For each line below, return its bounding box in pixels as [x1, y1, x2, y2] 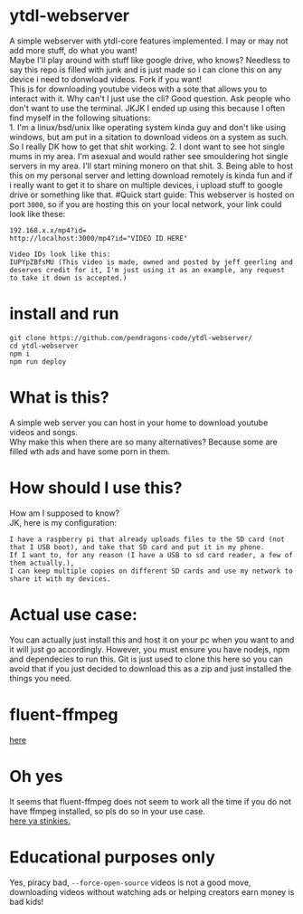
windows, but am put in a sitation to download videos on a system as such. [9, 131, 289, 142]
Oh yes [9, 766, 63, 786]
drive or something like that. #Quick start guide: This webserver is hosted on [9, 189, 295, 200]
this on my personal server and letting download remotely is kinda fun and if [9, 169, 293, 181]
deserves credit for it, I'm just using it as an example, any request [9, 265, 285, 274]
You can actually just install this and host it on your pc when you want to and [9, 634, 295, 645]
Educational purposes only [9, 847, 215, 867]
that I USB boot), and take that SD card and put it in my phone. [9, 542, 265, 552]
